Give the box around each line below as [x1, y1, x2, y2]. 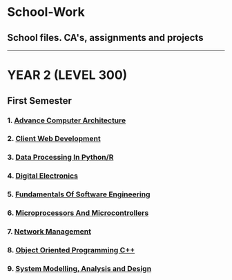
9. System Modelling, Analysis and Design [7, 263, 152, 273]
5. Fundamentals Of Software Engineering [7, 189, 151, 199]
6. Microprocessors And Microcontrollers [7, 208, 149, 218]
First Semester [7, 95, 72, 106]
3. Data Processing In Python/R [7, 153, 114, 162]
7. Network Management [7, 227, 92, 236]
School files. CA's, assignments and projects [7, 32, 204, 44]
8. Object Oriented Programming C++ [7, 245, 135, 254]
